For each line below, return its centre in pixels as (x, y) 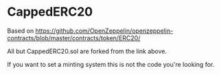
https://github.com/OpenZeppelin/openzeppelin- (104, 31)
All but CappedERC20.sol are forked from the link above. (87, 51)
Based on (21, 31)
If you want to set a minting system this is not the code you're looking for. (111, 64)
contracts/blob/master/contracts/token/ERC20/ (74, 37)
